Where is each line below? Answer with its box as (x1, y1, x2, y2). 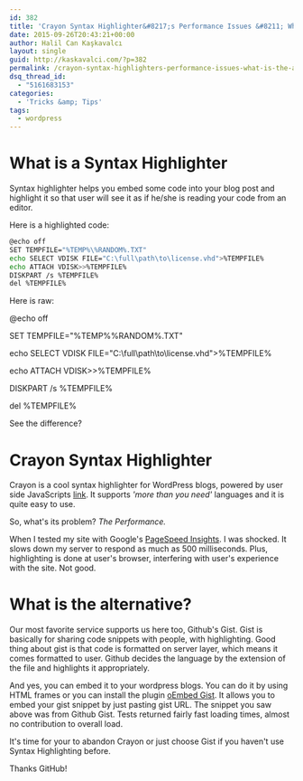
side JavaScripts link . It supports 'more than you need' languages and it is (9, 489, 285, 500)
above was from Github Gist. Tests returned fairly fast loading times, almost (9, 709, 290, 720)
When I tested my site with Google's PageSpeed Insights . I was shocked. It (9, 534, 287, 545)
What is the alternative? (9, 594, 192, 615)
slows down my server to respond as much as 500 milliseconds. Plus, (9, 543, 269, 554)
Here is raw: (9, 296, 55, 306)
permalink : (9, 64, 50, 73)
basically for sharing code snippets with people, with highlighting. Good (9, 634, 276, 645)
